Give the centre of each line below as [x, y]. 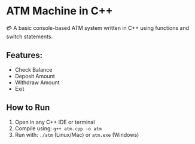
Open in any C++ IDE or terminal [55, 122]
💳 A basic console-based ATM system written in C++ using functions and [98, 27]
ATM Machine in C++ [60, 11]
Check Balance [33, 69]
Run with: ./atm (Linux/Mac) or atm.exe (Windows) [77, 134]
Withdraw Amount [37, 82]
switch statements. [29, 36]
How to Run [28, 108]
